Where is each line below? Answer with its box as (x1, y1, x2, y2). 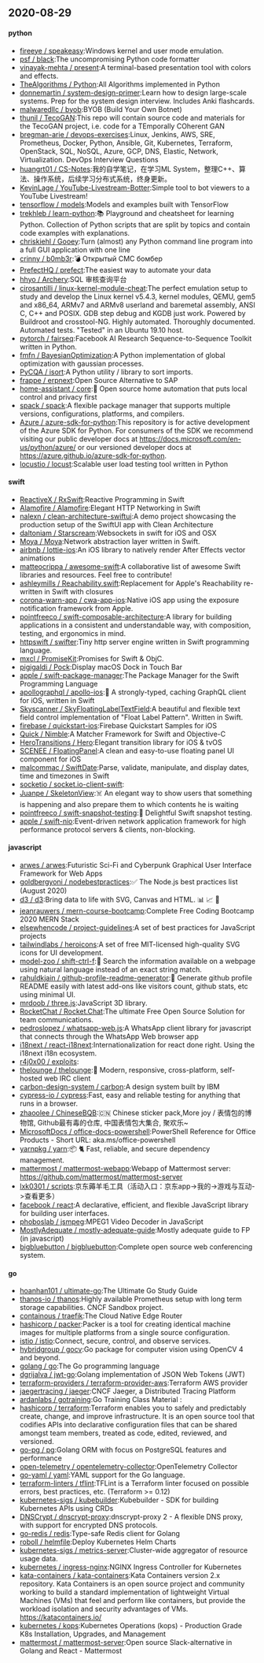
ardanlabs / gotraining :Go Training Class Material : (19, 1395, 182, 1404)
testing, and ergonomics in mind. (19, 628, 126, 638)
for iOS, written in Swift (19, 695, 95, 705)
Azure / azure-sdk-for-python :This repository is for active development (19, 417, 250, 426)
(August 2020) (19, 886, 68, 895)
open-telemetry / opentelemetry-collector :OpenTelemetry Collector (19, 1462, 238, 1471)
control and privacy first (19, 392, 97, 401)
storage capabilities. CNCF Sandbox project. (19, 1303, 163, 1312)
